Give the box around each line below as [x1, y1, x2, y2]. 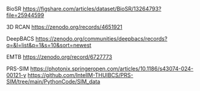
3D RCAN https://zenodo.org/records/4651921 [6, 24, 123, 30]
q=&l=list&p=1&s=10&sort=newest [6, 42, 91, 49]
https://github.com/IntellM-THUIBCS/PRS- [27, 72, 134, 78]
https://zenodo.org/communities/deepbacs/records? [35, 35, 168, 42]
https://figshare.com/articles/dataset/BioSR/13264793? [22, 5, 162, 12]
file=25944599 [6, 12, 45, 19]
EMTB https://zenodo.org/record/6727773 [6, 53, 113, 60]
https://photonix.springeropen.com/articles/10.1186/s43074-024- [30, 65, 194, 72]
